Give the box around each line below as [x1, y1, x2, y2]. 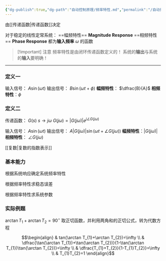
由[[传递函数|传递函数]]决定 [5, 21, 61, 27]
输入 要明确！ [21, 55, 48, 61]
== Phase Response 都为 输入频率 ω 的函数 [5, 38, 93, 44]
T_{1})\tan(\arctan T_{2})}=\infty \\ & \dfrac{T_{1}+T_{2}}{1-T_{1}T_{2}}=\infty [6, 245, 160, 251]
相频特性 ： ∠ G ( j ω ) [5, 134, 43, 140]
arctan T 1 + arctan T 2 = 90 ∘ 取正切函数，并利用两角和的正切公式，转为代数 [5, 216, 157, 224]
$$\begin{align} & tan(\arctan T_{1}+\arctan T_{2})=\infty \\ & [21, 234, 145, 240]
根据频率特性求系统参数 [5, 192, 53, 198]
